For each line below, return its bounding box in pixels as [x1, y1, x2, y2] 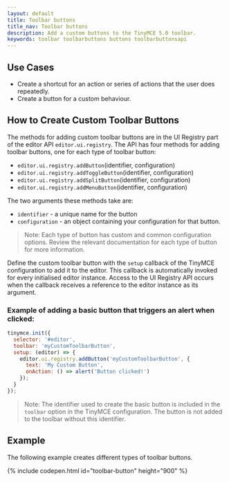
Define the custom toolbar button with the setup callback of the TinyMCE [7, 259, 215, 267]
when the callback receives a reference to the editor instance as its [7, 281, 199, 289]
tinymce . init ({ [7, 330, 51, 337]
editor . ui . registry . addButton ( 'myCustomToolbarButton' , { [19, 355, 190, 362]
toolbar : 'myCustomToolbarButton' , [13, 342, 116, 349]
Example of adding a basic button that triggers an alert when [7, 305, 215, 315]
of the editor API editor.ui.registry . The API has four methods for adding [7, 140, 220, 149]
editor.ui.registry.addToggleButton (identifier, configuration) [17, 168, 194, 176]
